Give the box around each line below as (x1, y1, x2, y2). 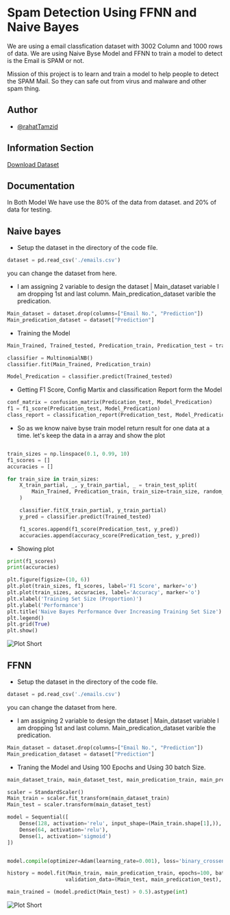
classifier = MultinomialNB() (7, 355, 94, 361)
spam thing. (7, 84, 41, 92)
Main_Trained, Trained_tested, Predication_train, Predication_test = (7, 342, 213, 349)
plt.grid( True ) (7, 621, 51, 628)
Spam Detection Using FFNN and (7, 5, 197, 21)
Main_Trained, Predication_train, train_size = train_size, (31, 488, 201, 495)
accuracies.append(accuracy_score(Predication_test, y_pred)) (19, 532, 201, 539)
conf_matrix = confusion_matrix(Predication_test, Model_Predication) (7, 399, 213, 406)
